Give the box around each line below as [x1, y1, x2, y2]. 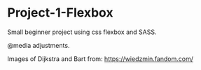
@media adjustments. [7, 41, 70, 49]
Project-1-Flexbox [7, 5, 113, 21]
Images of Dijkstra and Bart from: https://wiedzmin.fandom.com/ [7, 54, 194, 63]
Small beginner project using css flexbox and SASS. [7, 28, 157, 36]
